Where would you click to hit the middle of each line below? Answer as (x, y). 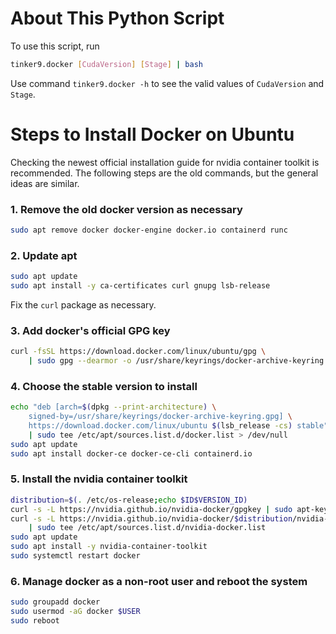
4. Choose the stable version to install (104, 386)
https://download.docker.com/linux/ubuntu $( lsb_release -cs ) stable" (178, 426)
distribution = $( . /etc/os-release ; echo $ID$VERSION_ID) (129, 500)
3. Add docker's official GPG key (90, 330)
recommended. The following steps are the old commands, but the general (164, 173)
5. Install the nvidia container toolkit (99, 479)
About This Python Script (117, 18)
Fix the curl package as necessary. (83, 304)
